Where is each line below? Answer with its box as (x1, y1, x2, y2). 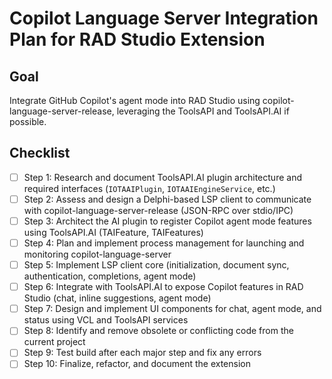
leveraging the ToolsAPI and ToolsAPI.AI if (116, 105, 290, 117)
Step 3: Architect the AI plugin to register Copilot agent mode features (23, 215, 312, 227)
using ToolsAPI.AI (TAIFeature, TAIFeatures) (23, 227, 204, 238)
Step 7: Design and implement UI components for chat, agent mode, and (23, 303, 322, 315)
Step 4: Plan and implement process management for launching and (23, 237, 305, 249)
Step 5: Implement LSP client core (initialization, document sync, (23, 259, 290, 271)
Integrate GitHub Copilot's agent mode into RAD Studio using (9, 95, 261, 106)
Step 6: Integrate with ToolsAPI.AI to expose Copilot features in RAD (23, 281, 304, 293)
